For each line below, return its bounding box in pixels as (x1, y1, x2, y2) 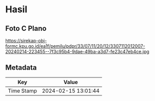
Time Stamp (8, 87, 37, 94)
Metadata (5, 63, 37, 72)
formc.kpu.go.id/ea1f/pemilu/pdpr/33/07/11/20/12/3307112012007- (5, 43, 145, 49)
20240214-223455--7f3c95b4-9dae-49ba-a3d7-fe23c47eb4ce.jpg (5, 49, 150, 54)
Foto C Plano (5, 24, 47, 33)
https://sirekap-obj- (5, 37, 47, 44)
